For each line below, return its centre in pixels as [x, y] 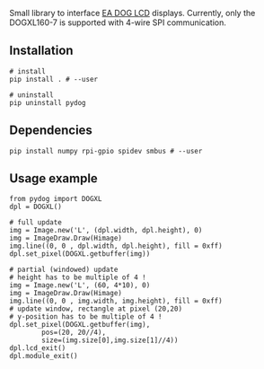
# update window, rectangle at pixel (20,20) [96, 309]
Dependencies [51, 131]
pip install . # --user [54, 79]
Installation [41, 51]
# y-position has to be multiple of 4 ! [86, 317]
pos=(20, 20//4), [74, 333]
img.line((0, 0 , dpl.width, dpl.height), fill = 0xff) [116, 246]
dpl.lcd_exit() [38, 348]
